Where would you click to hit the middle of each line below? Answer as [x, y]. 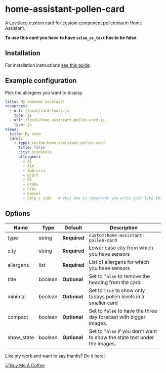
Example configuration [41, 81]
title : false [32, 148]
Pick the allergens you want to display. [44, 93]
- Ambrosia [34, 171]
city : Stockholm [35, 152]
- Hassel [32, 194]
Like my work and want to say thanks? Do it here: [55, 356]
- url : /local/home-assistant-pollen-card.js [57, 120]
